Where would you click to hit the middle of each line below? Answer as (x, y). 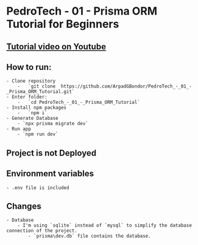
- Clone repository (31, 81)
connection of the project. (42, 231)
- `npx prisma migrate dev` (53, 124)
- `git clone (37, 86)
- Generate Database (33, 119)
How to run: (29, 67)
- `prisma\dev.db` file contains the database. (90, 236)
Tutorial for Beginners (63, 24)
